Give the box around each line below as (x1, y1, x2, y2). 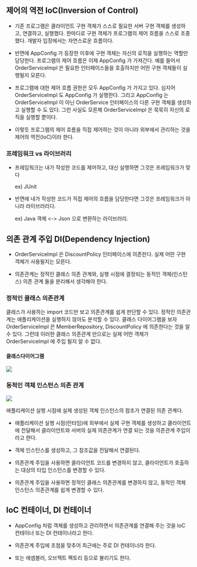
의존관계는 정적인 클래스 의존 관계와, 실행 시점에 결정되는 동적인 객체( (14, 270, 173, 278)
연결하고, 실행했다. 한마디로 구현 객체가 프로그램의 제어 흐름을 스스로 (22, 29, 179, 36)
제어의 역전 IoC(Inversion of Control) (6, 5, 139, 16)
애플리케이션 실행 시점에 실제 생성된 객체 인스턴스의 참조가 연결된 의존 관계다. (6, 406, 183, 413)
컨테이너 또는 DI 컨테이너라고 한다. (14, 529, 94, 536)
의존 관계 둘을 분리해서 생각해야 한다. (22, 278, 108, 285)
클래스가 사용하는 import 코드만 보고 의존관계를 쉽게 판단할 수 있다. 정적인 (6, 308, 175, 316)
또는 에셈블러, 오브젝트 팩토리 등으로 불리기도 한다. (14, 554, 131, 561)
